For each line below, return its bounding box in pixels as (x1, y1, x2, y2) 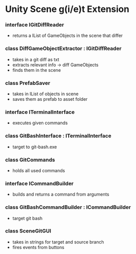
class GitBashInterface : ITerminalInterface (5, 132, 112, 139)
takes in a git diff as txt (12, 56, 60, 62)
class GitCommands (5, 156, 55, 163)
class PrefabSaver (5, 79, 51, 86)
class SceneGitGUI (5, 228, 51, 235)
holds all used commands (12, 167, 65, 173)
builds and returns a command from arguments (12, 191, 110, 198)
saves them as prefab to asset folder (12, 96, 88, 102)
